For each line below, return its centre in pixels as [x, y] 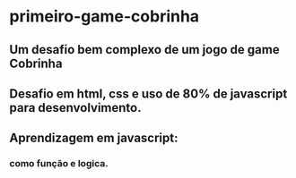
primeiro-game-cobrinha [104, 17]
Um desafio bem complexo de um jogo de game [144, 50]
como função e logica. [59, 164]
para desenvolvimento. [75, 108]
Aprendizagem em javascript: [94, 138]
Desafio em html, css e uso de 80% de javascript [148, 93]
